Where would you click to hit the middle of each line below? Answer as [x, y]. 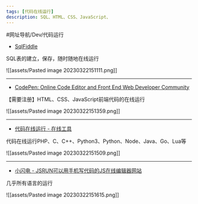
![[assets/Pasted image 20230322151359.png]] [63, 111]
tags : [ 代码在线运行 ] [30, 11]
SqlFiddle [26, 46]
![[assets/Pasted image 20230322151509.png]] [63, 153]
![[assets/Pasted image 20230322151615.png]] [63, 195]
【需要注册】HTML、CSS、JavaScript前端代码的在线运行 [76, 99]
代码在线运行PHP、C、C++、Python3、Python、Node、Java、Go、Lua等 [96, 141]
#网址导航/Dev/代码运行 [35, 34]
